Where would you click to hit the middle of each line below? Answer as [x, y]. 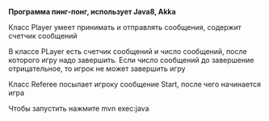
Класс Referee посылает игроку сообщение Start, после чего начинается [134, 84]
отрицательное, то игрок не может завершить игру [97, 69]
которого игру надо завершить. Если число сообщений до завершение [131, 60]
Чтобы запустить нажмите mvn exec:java [79, 108]
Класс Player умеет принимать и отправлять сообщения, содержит [125, 27]
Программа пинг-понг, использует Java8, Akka [92, 12]
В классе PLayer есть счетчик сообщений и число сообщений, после [128, 51]
